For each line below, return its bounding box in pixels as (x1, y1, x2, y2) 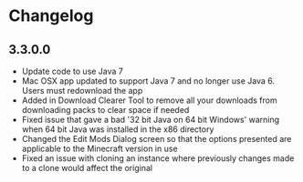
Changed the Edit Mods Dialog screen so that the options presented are (21, 134, 292, 144)
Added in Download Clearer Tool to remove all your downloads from (21, 95, 277, 106)
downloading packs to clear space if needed (21, 105, 190, 115)
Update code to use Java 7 (21, 66, 124, 76)
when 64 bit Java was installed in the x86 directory (21, 124, 214, 135)
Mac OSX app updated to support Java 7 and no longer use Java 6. (21, 76, 276, 86)
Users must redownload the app (21, 86, 143, 96)
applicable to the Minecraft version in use (21, 143, 179, 154)
